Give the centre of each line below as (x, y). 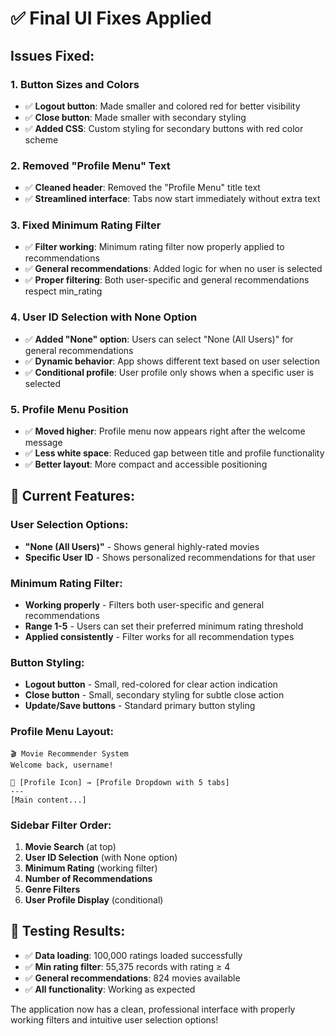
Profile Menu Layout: (62, 732)
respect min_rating (63, 291)
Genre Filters (52, 889)
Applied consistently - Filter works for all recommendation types (159, 637)
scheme (41, 139)
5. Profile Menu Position (69, 409)
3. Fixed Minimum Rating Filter (86, 225)
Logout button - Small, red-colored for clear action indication (151, 684)
